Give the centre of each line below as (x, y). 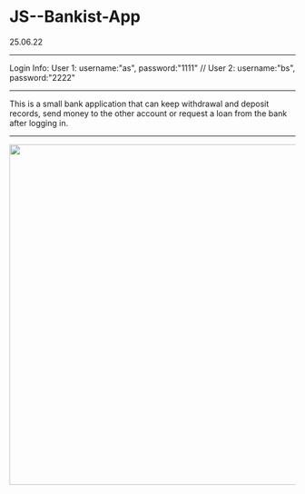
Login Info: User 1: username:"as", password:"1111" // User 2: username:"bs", (152, 68)
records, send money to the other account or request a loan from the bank (148, 113)
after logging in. (39, 123)
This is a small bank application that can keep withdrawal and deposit (139, 104)
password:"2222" (42, 77)
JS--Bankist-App (75, 17)
